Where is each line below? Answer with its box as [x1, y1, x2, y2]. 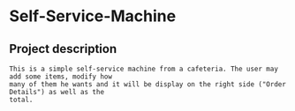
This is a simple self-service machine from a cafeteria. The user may [9, 64, 278, 73]
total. [9, 95, 34, 104]
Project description [9, 41, 117, 56]
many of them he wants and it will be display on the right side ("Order [9, 80, 287, 89]
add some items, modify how [9, 72, 113, 81]
